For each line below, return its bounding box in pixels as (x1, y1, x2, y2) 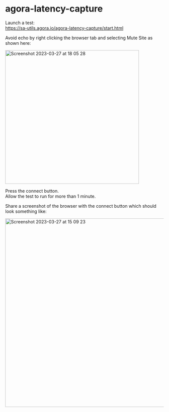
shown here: (5, 40, 31, 46)
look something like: (5, 208, 47, 214)
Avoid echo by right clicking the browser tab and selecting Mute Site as (5, 35, 153, 41)
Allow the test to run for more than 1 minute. (5, 193, 96, 199)
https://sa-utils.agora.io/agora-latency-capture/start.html (5, 25, 124, 31)
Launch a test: (5, 20, 35, 26)
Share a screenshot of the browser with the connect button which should (5, 203, 157, 209)
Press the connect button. (5, 188, 59, 194)
